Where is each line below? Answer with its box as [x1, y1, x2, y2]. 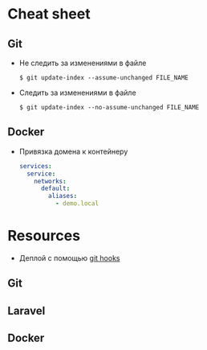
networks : [34, 177, 67, 185]
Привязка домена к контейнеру [18, 146, 128, 156]
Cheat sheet [7, 5, 91, 23]
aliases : [48, 192, 78, 200]
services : [18, 162, 53, 170]
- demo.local [55, 200, 99, 208]
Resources [7, 227, 81, 245]
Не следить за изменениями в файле [18, 58, 147, 68]
